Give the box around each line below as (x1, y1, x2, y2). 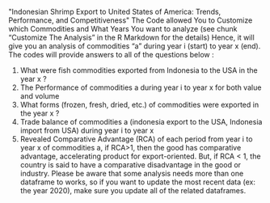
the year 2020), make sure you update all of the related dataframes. (19, 186, 247, 195)
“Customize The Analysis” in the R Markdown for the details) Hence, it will (8, 32, 255, 42)
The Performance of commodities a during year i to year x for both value (19, 82, 262, 92)
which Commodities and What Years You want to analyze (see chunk (8, 24, 238, 33)
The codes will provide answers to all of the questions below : (8, 50, 214, 59)
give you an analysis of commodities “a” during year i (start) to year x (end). (8, 41, 261, 51)
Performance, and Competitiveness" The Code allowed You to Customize (8, 15, 253, 25)
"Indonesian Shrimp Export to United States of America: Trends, (8, 7, 221, 16)
